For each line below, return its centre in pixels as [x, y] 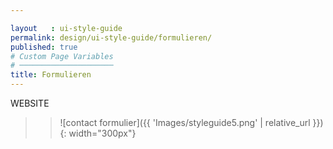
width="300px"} [102, 133]
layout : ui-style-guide [66, 28]
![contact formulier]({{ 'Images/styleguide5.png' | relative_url [185, 122]
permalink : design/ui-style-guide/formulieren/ [111, 37]
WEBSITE [30, 103]
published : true [44, 47]
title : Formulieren [51, 75]
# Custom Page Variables [62, 56]
